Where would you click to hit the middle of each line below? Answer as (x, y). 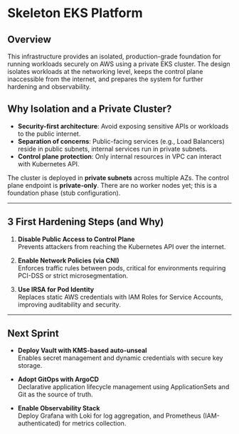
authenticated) (39, 423)
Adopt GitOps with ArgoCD (58, 379)
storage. (30, 366)
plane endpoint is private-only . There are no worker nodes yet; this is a (112, 185)
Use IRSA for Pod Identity (56, 289)
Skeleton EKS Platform (75, 13)
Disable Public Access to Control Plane (76, 239)
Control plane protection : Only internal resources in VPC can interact (119, 156)
